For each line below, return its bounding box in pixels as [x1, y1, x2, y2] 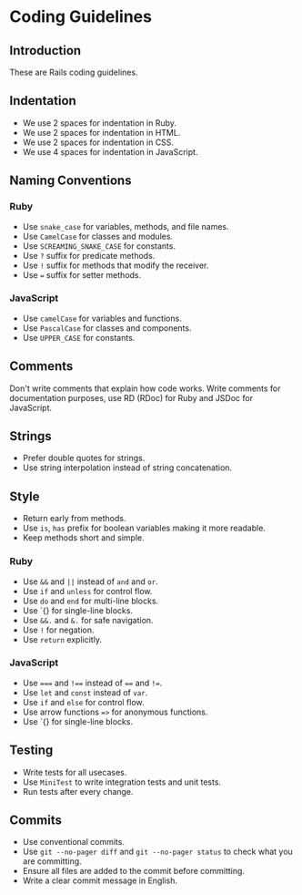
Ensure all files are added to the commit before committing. [22, 866, 246, 877]
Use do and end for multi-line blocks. [22, 595, 159, 606]
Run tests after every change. [22, 786, 134, 797]
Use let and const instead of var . [22, 686, 148, 698]
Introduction [9, 43, 82, 58]
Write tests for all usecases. [22, 766, 127, 777]
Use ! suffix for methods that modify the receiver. [22, 260, 209, 271]
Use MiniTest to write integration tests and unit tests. [22, 777, 221, 787]
